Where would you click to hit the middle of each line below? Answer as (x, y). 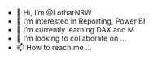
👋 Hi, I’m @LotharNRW (54, 13)
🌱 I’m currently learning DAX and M (75, 30)
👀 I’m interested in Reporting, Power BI (81, 21)
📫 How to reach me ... (54, 47)
